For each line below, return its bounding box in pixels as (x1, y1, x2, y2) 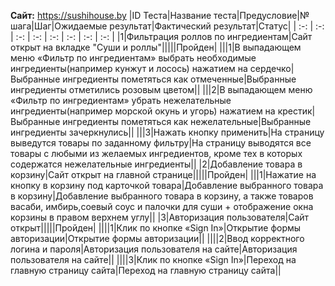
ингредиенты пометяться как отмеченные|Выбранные (62, 73, 297, 85)
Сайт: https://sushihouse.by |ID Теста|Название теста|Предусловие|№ (10, 10, 310, 21)
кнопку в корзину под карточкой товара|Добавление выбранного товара (10, 180, 324, 191)
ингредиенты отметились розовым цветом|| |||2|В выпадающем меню (10, 84, 313, 95)
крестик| (277, 105, 316, 117)
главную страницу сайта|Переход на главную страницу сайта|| (10, 265, 282, 276)
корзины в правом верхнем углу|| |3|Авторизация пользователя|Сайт (10, 211, 310, 223)
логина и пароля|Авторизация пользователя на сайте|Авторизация (10, 243, 298, 255)
